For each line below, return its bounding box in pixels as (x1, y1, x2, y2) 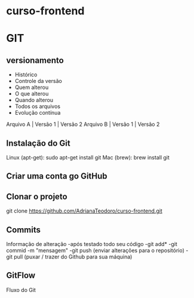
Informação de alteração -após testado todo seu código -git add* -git (6, 241, 178, 248)
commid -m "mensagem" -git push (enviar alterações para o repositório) (6, 247, 185, 254)
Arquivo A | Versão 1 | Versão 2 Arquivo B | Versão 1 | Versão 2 (6, 121, 160, 128)
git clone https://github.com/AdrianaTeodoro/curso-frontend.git (6, 207, 162, 214)
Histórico (14, 71, 38, 78)
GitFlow (6, 271, 36, 281)
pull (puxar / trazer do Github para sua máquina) (14, 253, 133, 260)
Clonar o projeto (6, 191, 67, 201)
